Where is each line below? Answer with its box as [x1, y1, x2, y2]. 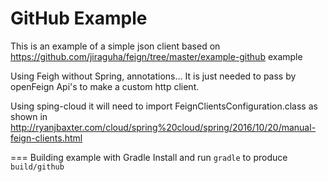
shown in [10, 110, 48, 122]
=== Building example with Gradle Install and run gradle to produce [10, 151, 288, 163]
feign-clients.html [10, 132, 83, 144]
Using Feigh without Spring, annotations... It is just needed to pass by [10, 70, 297, 82]
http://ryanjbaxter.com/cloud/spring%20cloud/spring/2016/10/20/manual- [10, 121, 317, 133]
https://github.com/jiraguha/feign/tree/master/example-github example [10, 50, 303, 62]
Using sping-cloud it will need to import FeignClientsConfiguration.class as [10, 100, 318, 112]
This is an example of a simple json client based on [10, 40, 221, 52]
